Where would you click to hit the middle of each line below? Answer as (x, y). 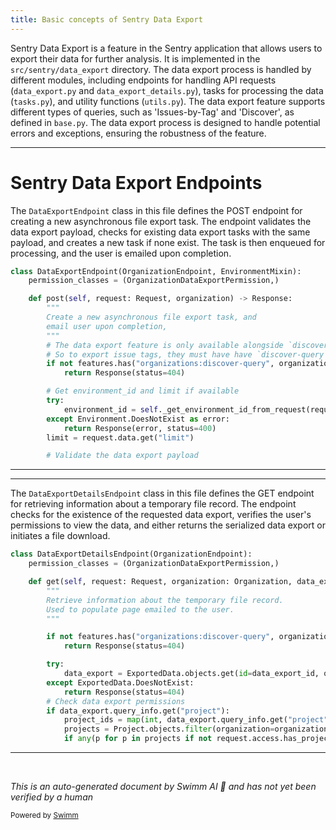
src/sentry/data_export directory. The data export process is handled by (161, 69)
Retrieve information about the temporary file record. (165, 600)
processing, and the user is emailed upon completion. (121, 253)
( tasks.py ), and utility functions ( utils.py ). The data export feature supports (168, 101)
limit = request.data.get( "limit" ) (120, 437)
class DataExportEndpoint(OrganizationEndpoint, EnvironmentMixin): (156, 271)
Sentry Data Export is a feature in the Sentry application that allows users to (166, 48)
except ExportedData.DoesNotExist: (120, 682)
